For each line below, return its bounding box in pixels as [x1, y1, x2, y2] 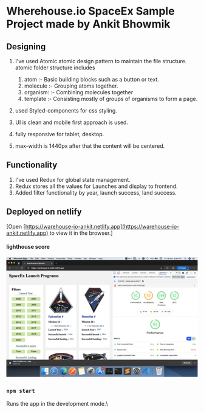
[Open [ [6, 223, 25, 230]
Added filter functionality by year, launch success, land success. [15, 189, 177, 196]
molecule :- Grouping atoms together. [24, 82, 118, 89]
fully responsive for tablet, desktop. [15, 131, 104, 137]
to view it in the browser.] [49, 229, 114, 237]
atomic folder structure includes [15, 64, 95, 71]
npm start [6, 387, 35, 394]
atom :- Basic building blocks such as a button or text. [24, 76, 160, 83]
